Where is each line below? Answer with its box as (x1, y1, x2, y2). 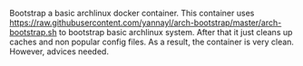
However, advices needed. (9, 46, 109, 57)
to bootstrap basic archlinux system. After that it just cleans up (58, 27, 293, 37)
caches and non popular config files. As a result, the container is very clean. (9, 36, 295, 47)
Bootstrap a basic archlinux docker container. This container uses (9, 8, 255, 18)
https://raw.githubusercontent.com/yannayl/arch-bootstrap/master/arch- (9, 17, 282, 28)
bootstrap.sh (9, 27, 57, 37)
